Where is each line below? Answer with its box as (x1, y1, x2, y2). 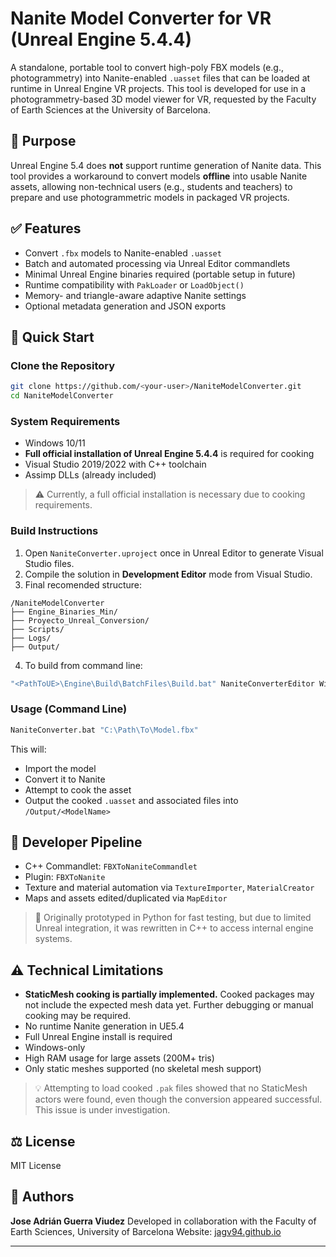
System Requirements (10, 414, 121, 428)
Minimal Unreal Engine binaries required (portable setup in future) (24, 268, 296, 280)
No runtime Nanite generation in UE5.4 (24, 1020, 185, 1032)
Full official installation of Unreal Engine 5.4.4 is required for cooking (24, 448, 315, 460)
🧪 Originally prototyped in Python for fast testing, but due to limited (34, 912, 312, 924)
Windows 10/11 (24, 437, 86, 449)
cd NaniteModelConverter (10, 391, 114, 401)
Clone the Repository (10, 358, 116, 372)
